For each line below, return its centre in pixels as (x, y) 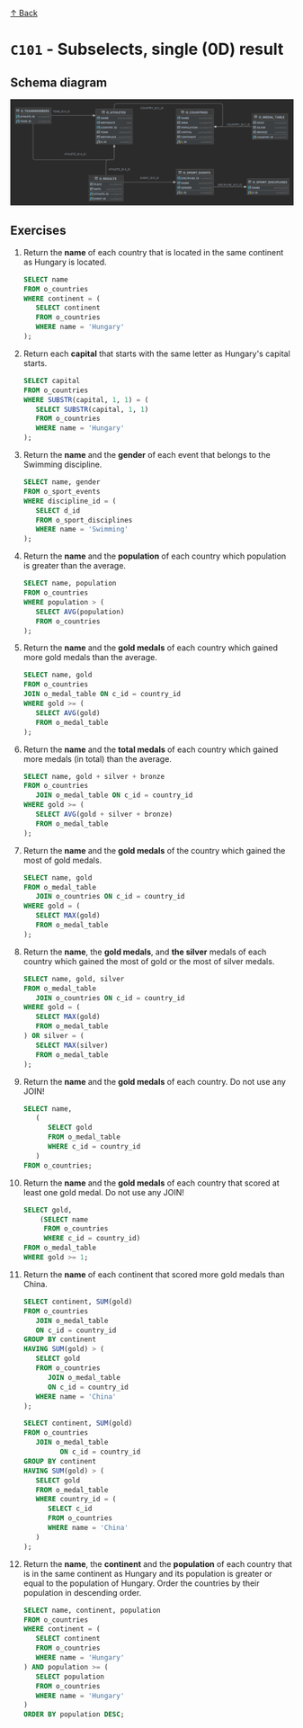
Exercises (38, 231)
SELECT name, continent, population (92, 1610)
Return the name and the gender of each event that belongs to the (147, 455)
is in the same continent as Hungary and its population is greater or (147, 1573)
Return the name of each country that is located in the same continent (153, 252)
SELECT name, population (70, 584)
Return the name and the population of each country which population (155, 556)
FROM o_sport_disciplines (84, 520)
